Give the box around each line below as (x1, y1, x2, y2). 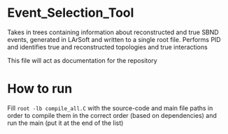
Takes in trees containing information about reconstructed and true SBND (7, 28, 219, 36)
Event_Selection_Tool (7, 5, 134, 21)
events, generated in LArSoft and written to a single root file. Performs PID (7, 35, 222, 43)
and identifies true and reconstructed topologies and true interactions (7, 43, 208, 51)
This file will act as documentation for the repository (7, 56, 157, 64)
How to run (7, 81, 73, 97)
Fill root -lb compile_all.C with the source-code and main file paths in (7, 103, 213, 112)
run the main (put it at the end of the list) (7, 119, 124, 127)
